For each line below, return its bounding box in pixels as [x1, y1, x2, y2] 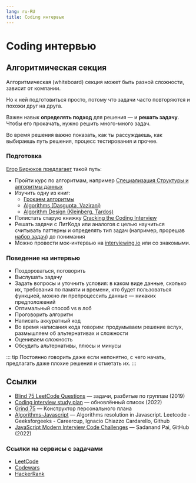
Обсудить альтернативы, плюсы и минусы [14, 342, 122, 350]
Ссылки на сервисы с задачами [6, 444, 103, 452]
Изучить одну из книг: [14, 189, 71, 196]
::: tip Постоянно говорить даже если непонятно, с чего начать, [6, 354, 166, 361]
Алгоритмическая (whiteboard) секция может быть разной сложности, [6, 78, 184, 85]
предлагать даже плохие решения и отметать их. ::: [6, 360, 137, 367]
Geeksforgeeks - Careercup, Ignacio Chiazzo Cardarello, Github [14, 417, 170, 424]
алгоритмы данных [14, 183, 63, 190]
